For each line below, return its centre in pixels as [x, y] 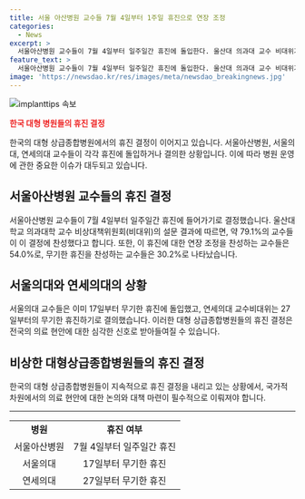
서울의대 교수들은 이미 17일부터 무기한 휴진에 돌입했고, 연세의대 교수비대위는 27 [150, 308]
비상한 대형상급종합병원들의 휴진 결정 [107, 362]
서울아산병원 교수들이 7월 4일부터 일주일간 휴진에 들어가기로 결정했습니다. [140, 220]
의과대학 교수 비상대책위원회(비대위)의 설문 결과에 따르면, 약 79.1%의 [148, 231]
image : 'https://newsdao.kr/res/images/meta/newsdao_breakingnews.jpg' [148, 77]
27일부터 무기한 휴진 [125, 481]
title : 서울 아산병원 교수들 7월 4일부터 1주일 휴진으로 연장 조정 [118, 18]
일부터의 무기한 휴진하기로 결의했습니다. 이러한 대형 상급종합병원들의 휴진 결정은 [151, 320]
